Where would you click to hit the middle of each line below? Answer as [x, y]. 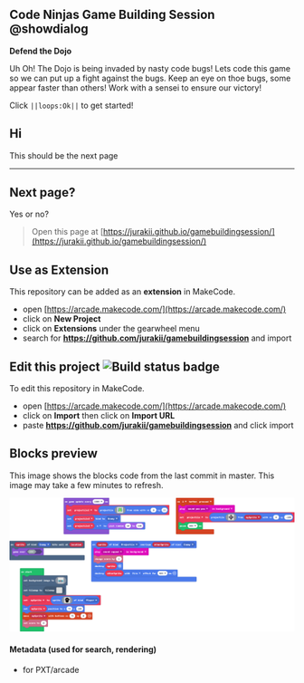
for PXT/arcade [51, 669]
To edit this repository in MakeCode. [77, 389]
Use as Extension [59, 269]
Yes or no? [29, 214]
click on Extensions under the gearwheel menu [111, 329]
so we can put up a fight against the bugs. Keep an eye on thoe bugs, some [150, 78]
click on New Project [62, 319]
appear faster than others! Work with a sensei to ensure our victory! [136, 87]
